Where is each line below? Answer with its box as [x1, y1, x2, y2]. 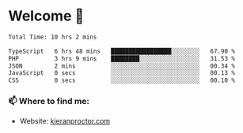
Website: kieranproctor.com [19, 116, 111, 126]
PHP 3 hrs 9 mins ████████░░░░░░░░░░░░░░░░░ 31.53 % [8, 54, 236, 62]
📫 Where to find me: [8, 96, 89, 107]
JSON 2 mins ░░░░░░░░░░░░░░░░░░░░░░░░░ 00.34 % [8, 62, 236, 70]
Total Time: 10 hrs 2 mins [8, 33, 97, 41]
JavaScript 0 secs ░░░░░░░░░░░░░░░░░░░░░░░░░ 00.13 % [8, 69, 236, 77]
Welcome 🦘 [8, 7, 85, 25]
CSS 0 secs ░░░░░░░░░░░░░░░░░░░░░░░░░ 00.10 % [8, 76, 236, 85]
